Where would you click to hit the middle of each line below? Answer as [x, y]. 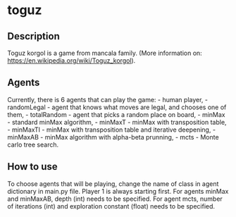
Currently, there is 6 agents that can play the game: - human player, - [107, 99]
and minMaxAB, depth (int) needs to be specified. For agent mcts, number [115, 199]
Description [33, 36]
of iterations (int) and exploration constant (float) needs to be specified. [111, 206]
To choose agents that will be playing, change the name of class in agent [113, 184]
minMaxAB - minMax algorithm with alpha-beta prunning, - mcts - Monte [113, 137]
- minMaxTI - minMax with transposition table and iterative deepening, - [112, 130]
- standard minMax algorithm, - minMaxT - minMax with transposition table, [117, 122]
